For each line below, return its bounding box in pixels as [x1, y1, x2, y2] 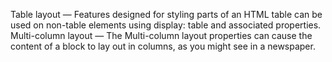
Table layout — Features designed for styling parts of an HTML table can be [10, 9, 323, 20]
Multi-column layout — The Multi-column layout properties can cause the [10, 30, 313, 41]
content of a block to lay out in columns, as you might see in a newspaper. [10, 40, 316, 52]
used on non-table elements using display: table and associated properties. [10, 19, 322, 31]
